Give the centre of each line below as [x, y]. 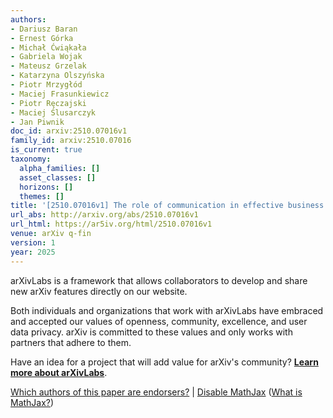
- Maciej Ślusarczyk [53, 112]
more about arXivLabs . [59, 372]
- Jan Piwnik [37, 122]
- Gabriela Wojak [46, 57]
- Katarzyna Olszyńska [57, 76]
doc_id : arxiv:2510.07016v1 [69, 131]
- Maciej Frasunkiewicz [60, 94]
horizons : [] [46, 187]
